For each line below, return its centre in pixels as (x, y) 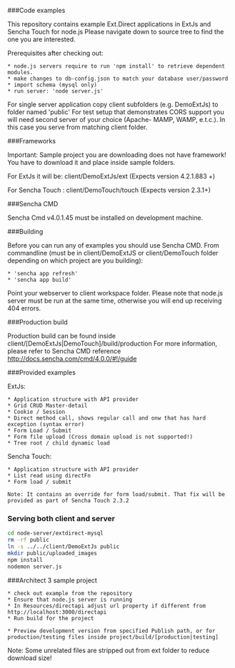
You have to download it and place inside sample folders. (91, 162)
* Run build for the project (51, 618)
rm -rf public (29, 540)
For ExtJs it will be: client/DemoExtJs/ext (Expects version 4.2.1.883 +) (111, 176)
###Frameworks (31, 141)
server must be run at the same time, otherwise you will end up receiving (115, 300)
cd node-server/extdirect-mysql (55, 533)
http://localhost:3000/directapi (57, 612)
